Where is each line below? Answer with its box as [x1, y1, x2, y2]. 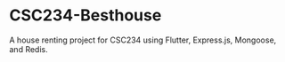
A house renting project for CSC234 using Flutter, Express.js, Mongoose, [9, 35, 277, 45]
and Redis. [9, 43, 48, 54]
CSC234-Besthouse [9, 5, 162, 26]
